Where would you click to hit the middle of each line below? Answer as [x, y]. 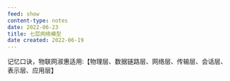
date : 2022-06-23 [33, 27]
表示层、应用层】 [32, 70]
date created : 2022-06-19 [45, 40]
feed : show [23, 14]
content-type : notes [38, 21]
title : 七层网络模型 [34, 34]
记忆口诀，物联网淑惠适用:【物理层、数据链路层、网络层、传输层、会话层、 [117, 62]
